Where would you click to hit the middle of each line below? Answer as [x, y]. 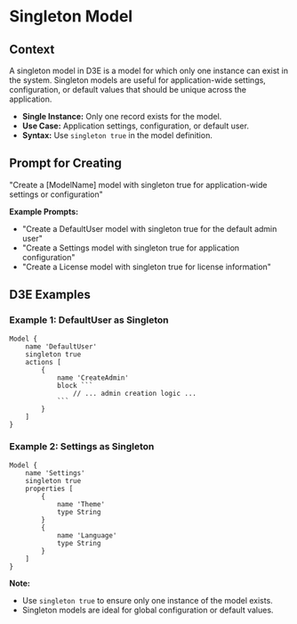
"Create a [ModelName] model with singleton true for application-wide [138, 185]
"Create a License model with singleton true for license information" [146, 267]
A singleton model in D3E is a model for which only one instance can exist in [149, 70]
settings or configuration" [56, 194]
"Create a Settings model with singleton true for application [131, 248]
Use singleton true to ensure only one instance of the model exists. [147, 600]
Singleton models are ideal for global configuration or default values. [148, 610]
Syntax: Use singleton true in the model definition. [117, 135]
